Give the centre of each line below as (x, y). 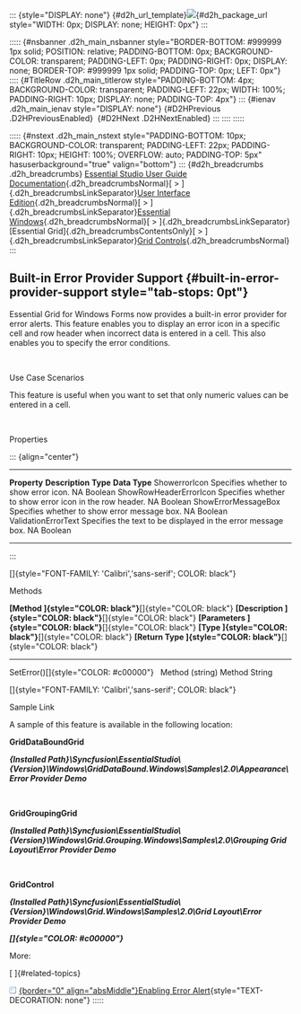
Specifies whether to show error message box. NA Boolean (119, 511)
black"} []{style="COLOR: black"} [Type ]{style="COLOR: (181, 627)
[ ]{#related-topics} (45, 973)
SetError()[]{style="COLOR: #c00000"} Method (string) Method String (141, 672)
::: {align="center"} (44, 456)
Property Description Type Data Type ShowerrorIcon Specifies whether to (148, 482)
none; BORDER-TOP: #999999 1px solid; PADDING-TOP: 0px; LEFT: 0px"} (145, 71)
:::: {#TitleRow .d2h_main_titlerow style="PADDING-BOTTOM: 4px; (132, 80)
